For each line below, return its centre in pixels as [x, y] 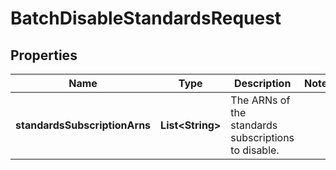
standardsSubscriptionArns [83, 125]
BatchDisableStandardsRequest [146, 18]
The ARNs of [260, 100]
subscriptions [262, 137]
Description [262, 83]
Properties [44, 55]
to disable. [255, 150]
